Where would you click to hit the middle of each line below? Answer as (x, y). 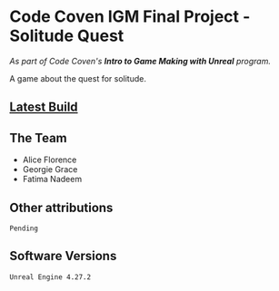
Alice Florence (50, 160)
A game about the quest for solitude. (78, 78)
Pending (24, 228)
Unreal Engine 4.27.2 (50, 277)
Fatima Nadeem (52, 179)
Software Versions (63, 256)
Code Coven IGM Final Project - (130, 17)
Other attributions (61, 207)
